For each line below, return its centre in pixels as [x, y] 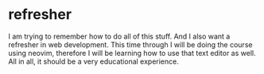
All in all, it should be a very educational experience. [93, 61]
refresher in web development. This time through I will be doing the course [130, 44]
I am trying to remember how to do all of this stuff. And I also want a [119, 36]
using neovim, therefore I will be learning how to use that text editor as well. [132, 53]
